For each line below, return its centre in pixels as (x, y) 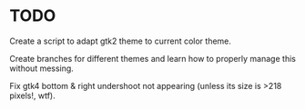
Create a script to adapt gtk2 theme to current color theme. (121, 41)
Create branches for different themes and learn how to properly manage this (152, 58)
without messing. (42, 68)
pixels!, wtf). (33, 95)
